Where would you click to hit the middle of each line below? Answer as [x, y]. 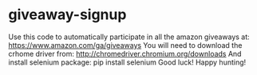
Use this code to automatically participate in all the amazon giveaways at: [129, 37]
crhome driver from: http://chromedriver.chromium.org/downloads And [125, 53]
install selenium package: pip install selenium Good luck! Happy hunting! [127, 62]
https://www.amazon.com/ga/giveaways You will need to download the [125, 45]
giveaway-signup [67, 15]
